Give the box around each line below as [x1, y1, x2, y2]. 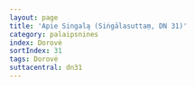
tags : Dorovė [9, 55, 59, 64]
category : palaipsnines [9, 30, 99, 39]
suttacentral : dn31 [9, 64, 83, 73]
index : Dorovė [9, 38, 63, 47]
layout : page [9, 13, 59, 22]
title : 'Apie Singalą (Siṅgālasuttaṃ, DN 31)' [9, 21, 188, 30]
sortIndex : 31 [9, 47, 63, 56]
